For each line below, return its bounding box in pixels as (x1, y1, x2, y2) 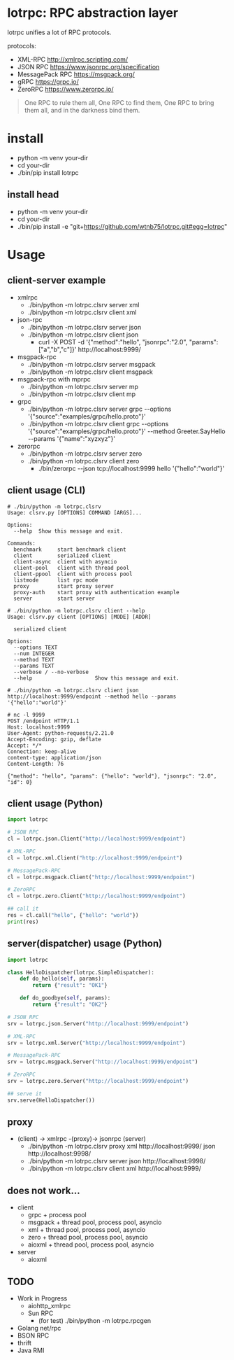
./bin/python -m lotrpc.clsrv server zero (27, 449, 142, 458)
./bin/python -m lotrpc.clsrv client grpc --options (27, 419, 169, 428)
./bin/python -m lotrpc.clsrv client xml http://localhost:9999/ (27, 1164, 201, 1173)
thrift (17, 1339, 31, 1347)
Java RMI (17, 1346, 45, 1355)
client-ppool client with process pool (13, 570, 133, 577)
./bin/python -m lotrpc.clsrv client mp (27, 390, 136, 398)
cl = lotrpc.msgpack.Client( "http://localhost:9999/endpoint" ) (7, 874, 196, 881)
